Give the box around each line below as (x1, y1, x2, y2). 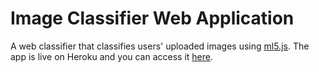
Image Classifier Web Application (10, 7, 295, 30)
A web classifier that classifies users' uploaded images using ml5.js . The (10, 40, 310, 52)
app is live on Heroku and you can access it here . (10, 50, 214, 62)
